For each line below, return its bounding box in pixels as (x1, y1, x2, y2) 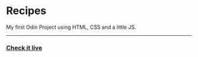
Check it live (6, 43, 42, 52)
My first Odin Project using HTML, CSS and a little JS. (6, 24, 137, 31)
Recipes (6, 4, 47, 18)
